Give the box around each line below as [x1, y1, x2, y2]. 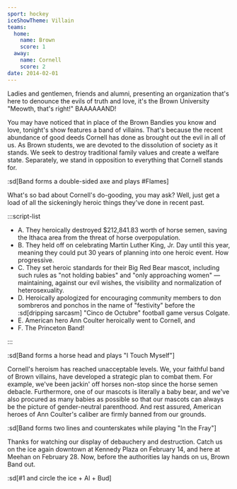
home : [13, 30, 30, 38]
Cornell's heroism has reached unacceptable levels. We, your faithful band [7, 364, 225, 373]
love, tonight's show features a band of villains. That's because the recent [7, 125, 223, 134]
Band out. [7, 460, 36, 468]
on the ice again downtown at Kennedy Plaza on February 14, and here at [7, 444, 221, 454]
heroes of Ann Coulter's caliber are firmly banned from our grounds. [7, 410, 207, 418]
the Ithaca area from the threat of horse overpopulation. [17, 233, 180, 242]
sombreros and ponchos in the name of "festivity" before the [17, 300, 196, 309]
